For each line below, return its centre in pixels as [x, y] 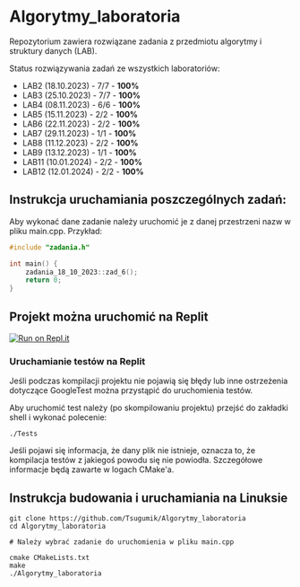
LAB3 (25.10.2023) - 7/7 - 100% [81, 95]
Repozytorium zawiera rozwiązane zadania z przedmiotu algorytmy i [136, 41]
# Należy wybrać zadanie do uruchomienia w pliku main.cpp [122, 542]
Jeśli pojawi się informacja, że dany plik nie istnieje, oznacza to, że [133, 451]
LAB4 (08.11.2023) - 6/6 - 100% [81, 104]
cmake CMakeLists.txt [50, 558]
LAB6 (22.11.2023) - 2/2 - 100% [81, 124]
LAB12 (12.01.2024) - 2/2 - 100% [83, 171]
